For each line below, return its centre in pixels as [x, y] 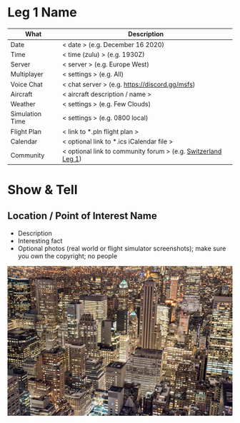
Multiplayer [27, 74]
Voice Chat [26, 84]
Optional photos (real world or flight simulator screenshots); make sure [122, 248]
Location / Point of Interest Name [82, 216]
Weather [23, 104]
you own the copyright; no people [67, 256]
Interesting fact [40, 240]
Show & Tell [42, 189]
